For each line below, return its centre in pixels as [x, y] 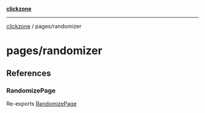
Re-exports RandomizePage [42, 103]
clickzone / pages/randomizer [44, 26]
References [29, 73]
